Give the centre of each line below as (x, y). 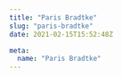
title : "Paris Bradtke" (53, 17)
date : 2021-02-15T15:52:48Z (61, 34)
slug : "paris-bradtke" (51, 26)
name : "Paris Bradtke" (59, 59)
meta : (19, 50)
